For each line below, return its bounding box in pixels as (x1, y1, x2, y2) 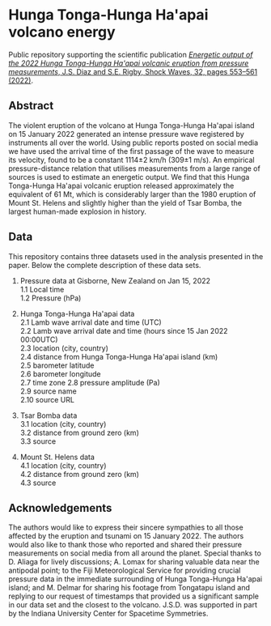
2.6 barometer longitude (19, 368, 101, 378)
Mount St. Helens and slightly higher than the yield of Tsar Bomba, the (8, 198, 243, 207)
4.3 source (19, 478, 57, 488)
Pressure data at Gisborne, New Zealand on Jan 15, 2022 (19, 275, 211, 285)
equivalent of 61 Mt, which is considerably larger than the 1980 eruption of (8, 189, 256, 199)
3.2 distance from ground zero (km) (19, 428, 139, 437)
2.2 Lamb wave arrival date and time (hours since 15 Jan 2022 (19, 326, 228, 335)
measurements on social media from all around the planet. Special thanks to (8, 548, 261, 558)
